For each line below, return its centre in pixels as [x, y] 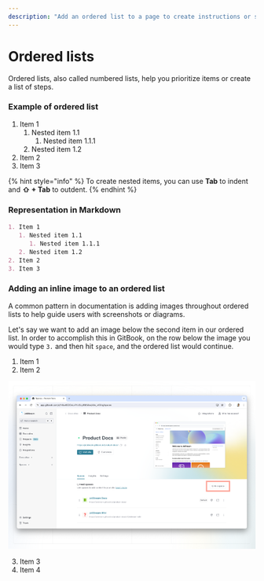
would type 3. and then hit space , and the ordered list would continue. [121, 346]
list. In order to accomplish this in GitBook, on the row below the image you [129, 337]
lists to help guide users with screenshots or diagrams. [97, 314]
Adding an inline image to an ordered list [86, 289]
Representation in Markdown [65, 210]
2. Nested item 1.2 [50, 252]
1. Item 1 [24, 227]
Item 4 [30, 570]
